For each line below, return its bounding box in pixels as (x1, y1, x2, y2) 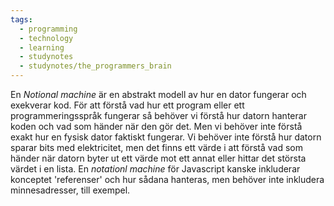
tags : (10, 14, 33, 25)
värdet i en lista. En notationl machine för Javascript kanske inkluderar (10, 163, 301, 175)
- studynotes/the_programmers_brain (19, 61, 172, 71)
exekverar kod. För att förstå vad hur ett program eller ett (10, 99, 245, 111)
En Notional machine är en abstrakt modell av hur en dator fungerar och (10, 89, 307, 100)
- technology (19, 33, 74, 43)
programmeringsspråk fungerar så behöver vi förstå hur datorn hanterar (10, 110, 307, 121)
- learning (19, 42, 65, 53)
